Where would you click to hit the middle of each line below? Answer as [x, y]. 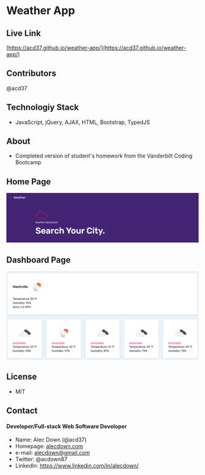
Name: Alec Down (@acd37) [51, 440]
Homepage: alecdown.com [49, 446]
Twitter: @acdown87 [41, 459]
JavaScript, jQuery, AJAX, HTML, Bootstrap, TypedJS [83, 122]
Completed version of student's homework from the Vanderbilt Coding [104, 156]
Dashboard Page [39, 260]
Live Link [24, 33]
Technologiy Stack [43, 107]
